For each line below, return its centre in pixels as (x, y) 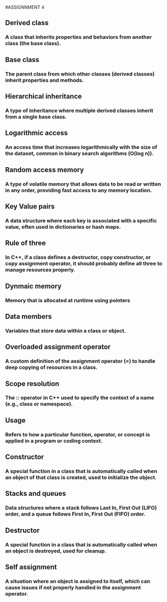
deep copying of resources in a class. (52, 367)
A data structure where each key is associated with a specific (81, 221)
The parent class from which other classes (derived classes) (80, 74)
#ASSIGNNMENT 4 (25, 7)
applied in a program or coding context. (54, 441)
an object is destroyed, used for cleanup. (56, 551)
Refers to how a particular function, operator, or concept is (78, 434)
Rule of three (26, 243)
